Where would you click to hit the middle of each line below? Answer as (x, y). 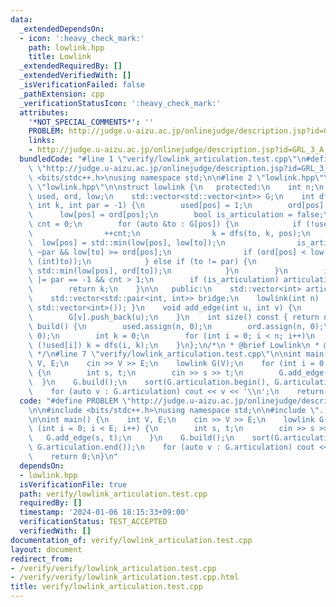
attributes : (44, 112)
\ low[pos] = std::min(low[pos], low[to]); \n (127, 242)
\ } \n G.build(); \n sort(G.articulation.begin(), (149, 382)
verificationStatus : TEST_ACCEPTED (93, 522)
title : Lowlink (60, 57)
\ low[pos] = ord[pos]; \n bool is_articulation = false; (176, 215)
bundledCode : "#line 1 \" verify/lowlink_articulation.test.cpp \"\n (163, 159)
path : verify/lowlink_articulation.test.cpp (113, 494)
